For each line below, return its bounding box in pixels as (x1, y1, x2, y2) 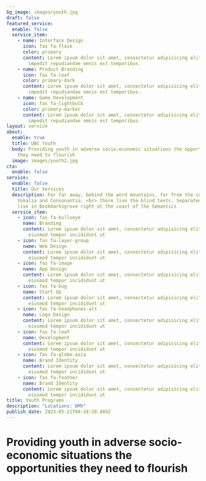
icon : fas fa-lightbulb (22, 100, 84, 106)
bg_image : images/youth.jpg (6, 9, 78, 15)
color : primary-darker (22, 106, 81, 112)
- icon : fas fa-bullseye (17, 214, 81, 221)
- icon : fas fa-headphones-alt (17, 306, 97, 312)
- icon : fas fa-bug (17, 283, 67, 289)
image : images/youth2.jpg (12, 157, 78, 163)
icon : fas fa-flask (22, 44, 72, 50)
